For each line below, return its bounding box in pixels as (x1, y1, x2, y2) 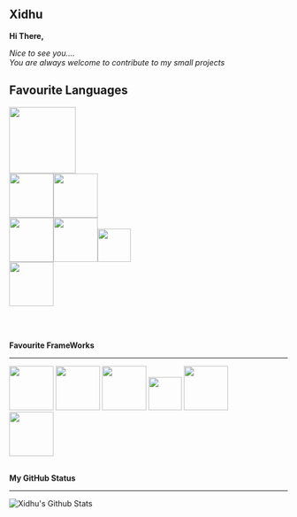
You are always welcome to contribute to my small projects (9, 57, 225, 67)
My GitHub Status (9, 473, 76, 483)
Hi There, (9, 30, 44, 41)
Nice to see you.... (9, 48, 75, 58)
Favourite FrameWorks (9, 340, 95, 351)
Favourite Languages (9, 83, 128, 98)
